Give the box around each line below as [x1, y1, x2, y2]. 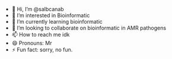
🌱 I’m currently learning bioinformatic [11, 18, 103, 25]
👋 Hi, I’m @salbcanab [11, 6, 64, 12]
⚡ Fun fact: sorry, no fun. [11, 46, 73, 53]
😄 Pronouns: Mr [11, 40, 52, 47]
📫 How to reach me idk [11, 31, 70, 38]
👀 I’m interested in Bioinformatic [11, 12, 90, 19]
